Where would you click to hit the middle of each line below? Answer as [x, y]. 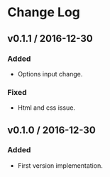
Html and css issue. [46, 108]
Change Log [44, 12]
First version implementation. [60, 165]
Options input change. [50, 74]
